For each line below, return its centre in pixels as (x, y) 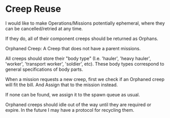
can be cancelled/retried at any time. (44, 28)
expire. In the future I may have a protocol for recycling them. (70, 110)
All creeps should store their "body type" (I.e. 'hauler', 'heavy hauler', (78, 58)
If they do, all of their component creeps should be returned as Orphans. (82, 38)
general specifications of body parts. (44, 69)
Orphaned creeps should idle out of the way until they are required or (78, 104)
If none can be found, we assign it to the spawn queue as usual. (73, 94)
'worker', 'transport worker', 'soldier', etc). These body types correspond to (85, 64)
